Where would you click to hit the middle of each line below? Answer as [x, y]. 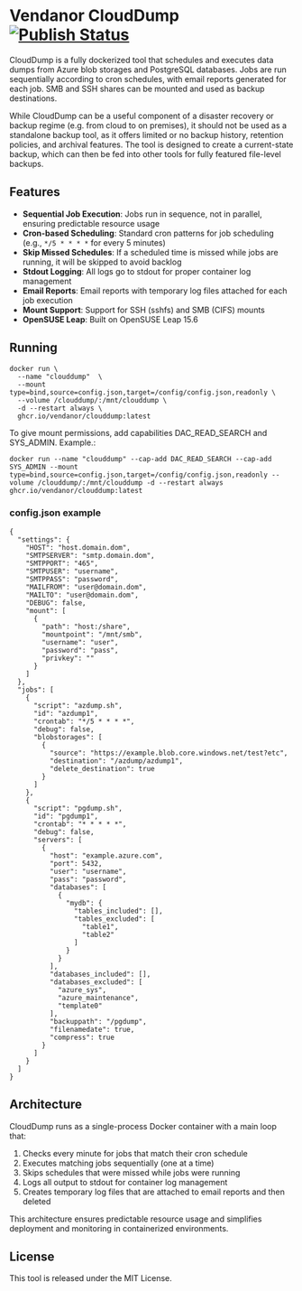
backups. [27, 163]
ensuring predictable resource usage [91, 223]
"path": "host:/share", [86, 627]
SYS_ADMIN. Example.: [53, 442]
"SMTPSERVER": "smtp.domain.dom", [90, 555]
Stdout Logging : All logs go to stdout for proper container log [137, 271]
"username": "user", [80, 642]
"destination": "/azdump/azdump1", [116, 761]
